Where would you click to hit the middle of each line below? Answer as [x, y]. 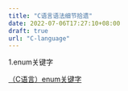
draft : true [28, 31]
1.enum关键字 [31, 62]
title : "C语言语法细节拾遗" [50, 16]
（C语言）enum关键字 [45, 79]
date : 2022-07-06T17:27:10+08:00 [64, 23]
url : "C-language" [39, 38]
